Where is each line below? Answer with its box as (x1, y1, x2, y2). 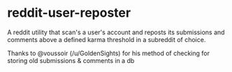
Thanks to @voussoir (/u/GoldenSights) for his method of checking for (7, 49, 210, 57)
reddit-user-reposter (7, 5, 131, 21)
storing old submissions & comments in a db (7, 56, 135, 64)
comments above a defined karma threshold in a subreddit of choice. (7, 35, 206, 43)
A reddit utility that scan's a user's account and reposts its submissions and (7, 28, 225, 36)
